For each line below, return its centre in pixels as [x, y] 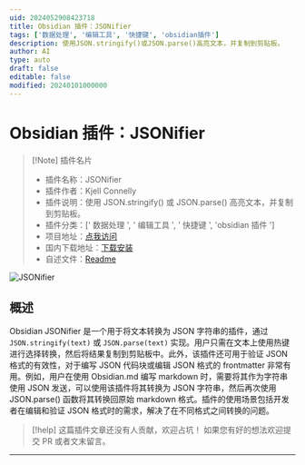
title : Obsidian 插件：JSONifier [70, 26]
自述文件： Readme [80, 259]
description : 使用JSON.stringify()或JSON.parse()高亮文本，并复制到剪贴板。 [147, 43]
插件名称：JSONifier [84, 179]
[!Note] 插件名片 [62, 160]
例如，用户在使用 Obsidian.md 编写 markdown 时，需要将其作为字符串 [157, 377]
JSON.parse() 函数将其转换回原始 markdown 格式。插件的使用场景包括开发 [150, 400]
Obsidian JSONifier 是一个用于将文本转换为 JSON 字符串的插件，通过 [139, 331]
